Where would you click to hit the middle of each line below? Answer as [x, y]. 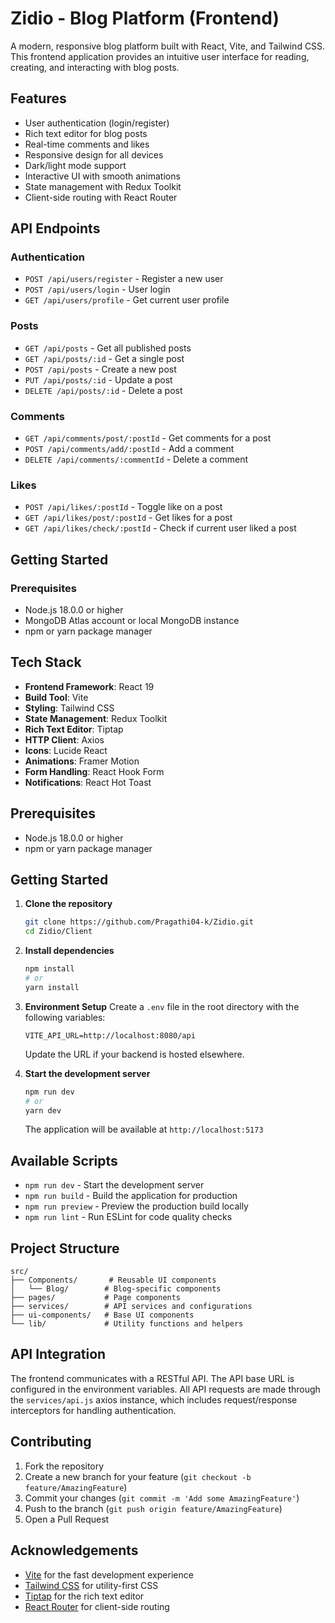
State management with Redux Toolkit [103, 186]
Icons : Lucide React [66, 750]
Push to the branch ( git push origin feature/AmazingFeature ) [153, 1508]
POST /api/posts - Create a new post [100, 369]
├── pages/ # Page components [96, 1298]
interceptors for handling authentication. [93, 1410]
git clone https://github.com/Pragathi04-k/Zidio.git [139, 922]
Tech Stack [46, 662]
